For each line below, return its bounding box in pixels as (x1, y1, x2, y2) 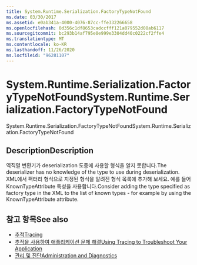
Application (14, 245, 43, 252)
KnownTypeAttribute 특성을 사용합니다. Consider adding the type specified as (6, 183, 190, 190)
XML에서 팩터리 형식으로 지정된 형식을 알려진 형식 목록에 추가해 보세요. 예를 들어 (6, 175, 191, 183)
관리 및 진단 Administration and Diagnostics (14, 252, 118, 259)
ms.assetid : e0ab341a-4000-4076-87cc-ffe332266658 (6, 19, 133, 25)
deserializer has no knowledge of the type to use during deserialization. (6, 168, 180, 175)
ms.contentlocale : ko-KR (6, 42, 67, 48)
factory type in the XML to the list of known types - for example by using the (6, 190, 191, 197)
